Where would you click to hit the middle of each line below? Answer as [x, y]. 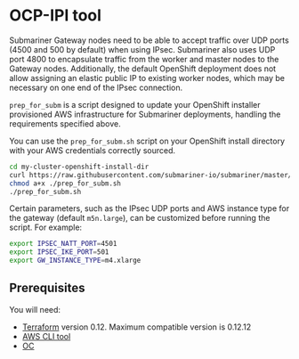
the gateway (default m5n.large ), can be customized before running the [140, 218]
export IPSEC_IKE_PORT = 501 [59, 252]
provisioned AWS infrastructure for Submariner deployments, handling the [145, 114]
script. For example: [46, 227]
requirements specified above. [65, 123]
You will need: [35, 309]
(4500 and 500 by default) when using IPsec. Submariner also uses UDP [142, 49]
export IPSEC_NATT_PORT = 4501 [63, 244]
